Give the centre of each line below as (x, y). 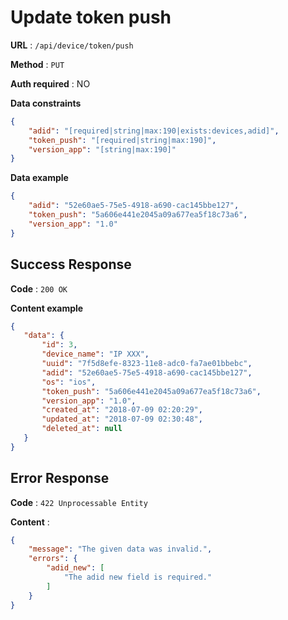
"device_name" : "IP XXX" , (95, 354)
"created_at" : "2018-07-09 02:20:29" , (122, 410)
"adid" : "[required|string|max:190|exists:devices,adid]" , (154, 131)
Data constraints (46, 103)
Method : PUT (37, 64)
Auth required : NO (50, 83)
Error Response (60, 478)
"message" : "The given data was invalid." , (120, 549)
